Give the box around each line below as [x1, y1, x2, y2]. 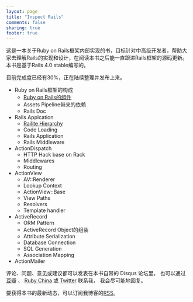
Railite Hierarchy [23, 120, 63, 127]
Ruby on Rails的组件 [23, 94, 72, 101]
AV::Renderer [23, 176, 56, 183]
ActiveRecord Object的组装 [23, 226, 89, 234]
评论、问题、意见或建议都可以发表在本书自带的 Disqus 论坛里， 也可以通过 [6, 270, 186, 277]
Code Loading [23, 126, 58, 133]
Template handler [23, 207, 66, 214]
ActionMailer [14, 258, 46, 265]
